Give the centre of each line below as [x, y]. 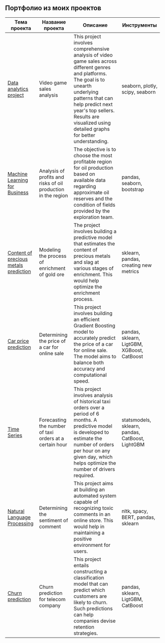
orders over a [89, 407]
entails [81, 565]
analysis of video [93, 55]
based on [84, 174]
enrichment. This [93, 274]
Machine [18, 174]
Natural [16, 511]
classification [89, 577]
